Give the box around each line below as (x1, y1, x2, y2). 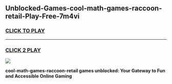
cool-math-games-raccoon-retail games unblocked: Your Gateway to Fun (5, 67, 165, 73)
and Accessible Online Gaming (5, 73, 72, 79)
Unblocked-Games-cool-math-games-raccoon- (5, 4, 162, 13)
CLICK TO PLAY (5, 27, 45, 35)
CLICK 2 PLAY (5, 46, 41, 53)
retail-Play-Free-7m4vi (5, 12, 80, 21)
